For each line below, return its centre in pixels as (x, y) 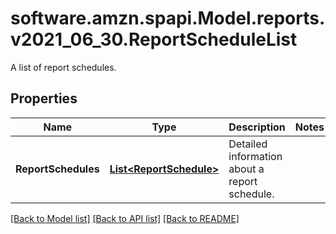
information (255, 156)
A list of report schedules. (63, 67)
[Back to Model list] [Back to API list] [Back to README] (125, 218)
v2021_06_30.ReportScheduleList (154, 39)
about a (246, 169)
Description (257, 127)
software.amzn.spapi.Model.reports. (168, 18)
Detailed (248, 144)
